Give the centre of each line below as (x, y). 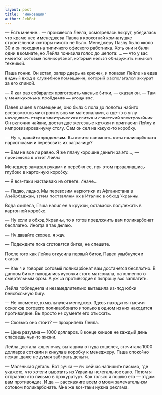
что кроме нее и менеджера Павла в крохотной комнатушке (69, 38)
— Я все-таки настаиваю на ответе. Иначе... (51, 181)
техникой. (15, 63)
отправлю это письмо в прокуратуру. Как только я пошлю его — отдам (80, 377)
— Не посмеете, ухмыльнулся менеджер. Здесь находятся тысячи (75, 303)
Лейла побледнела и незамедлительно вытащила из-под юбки (71, 288)
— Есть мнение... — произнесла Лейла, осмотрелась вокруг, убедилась (81, 33)
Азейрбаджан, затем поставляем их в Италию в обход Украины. (72, 196)
